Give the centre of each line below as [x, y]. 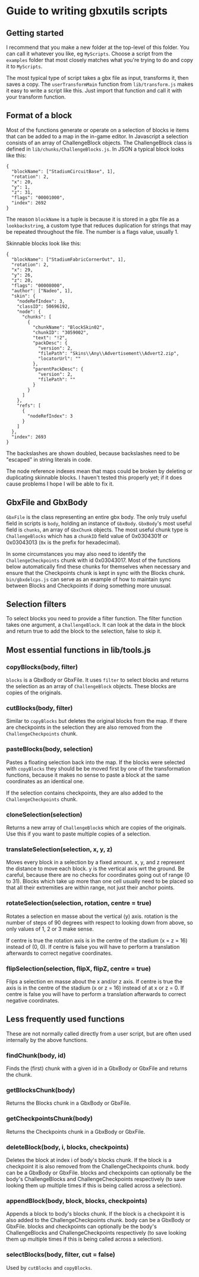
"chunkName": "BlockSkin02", [69, 327]
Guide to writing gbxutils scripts [87, 11]
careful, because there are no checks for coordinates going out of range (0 [98, 875]
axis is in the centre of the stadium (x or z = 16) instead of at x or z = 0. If [95, 988]
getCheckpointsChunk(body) [50, 1118]
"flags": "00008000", [38, 285]
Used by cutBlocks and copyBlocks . [49, 1267]
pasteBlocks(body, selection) [50, 749]
